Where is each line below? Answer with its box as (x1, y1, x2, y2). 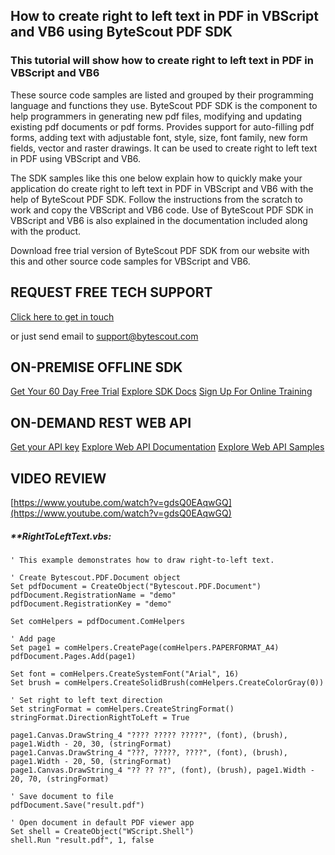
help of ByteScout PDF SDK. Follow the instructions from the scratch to (10, 193, 303, 205)
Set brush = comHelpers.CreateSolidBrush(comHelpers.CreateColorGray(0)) (10, 677, 325, 688)
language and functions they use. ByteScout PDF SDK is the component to (10, 99, 318, 111)
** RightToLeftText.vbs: (10, 530, 112, 542)
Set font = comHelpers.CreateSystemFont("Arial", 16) (10, 669, 240, 679)
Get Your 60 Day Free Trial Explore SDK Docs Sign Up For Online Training (10, 385, 313, 398)
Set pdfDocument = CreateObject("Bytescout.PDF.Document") (10, 581, 262, 591)
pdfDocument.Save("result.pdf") (10, 800, 145, 810)
